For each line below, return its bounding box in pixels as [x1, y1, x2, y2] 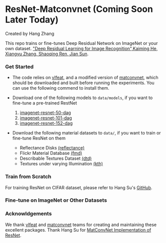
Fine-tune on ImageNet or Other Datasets [5, 197, 107, 204]
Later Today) [5, 14, 59, 25]
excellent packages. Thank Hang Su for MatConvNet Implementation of [5, 227, 152, 233]
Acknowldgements [5, 210, 52, 217]
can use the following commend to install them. [12, 85, 109, 91]
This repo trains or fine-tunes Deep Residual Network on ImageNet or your [5, 40, 158, 46]
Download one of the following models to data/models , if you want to [12, 95, 153, 101]
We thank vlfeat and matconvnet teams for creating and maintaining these [5, 222, 157, 228]
